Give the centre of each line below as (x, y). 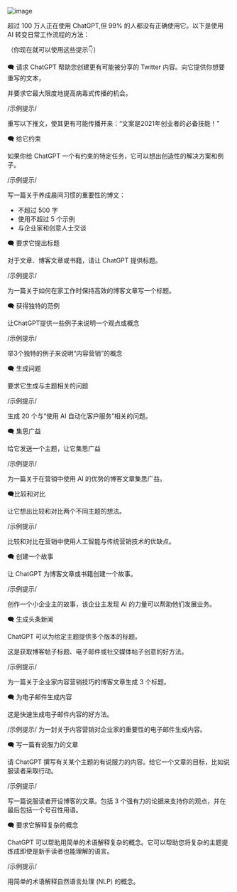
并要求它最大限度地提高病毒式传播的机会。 (70, 93)
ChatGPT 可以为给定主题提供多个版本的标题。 (75, 636)
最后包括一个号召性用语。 (45, 810)
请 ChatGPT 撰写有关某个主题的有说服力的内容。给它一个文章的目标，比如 (116, 762)
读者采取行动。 (35, 771)
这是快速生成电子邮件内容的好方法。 (60, 714)
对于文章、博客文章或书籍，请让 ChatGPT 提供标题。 (84, 260)
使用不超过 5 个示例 (46, 219)
